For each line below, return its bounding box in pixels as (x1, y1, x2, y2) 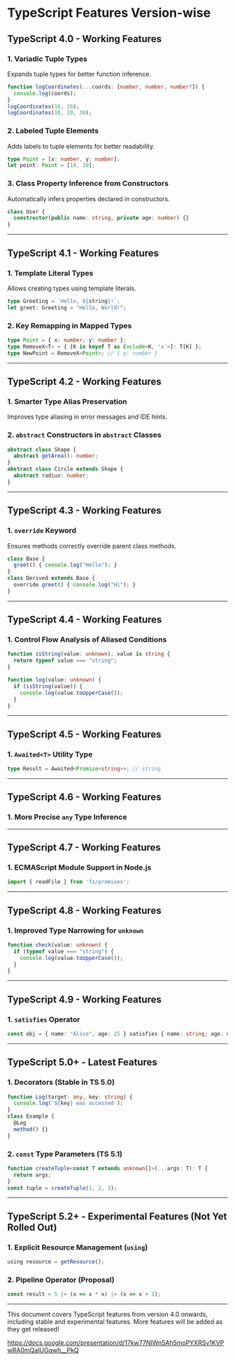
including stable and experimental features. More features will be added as (7, 1318, 223, 1326)
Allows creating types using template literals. (7, 284, 136, 292)
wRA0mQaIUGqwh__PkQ (7, 1346, 79, 1355)
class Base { (7, 555, 45, 562)
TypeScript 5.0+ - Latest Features (7, 1057, 157, 1069)
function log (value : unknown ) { (7, 677, 101, 684)
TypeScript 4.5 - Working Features (7, 728, 162, 740)
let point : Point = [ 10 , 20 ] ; (7, 162, 96, 169)
